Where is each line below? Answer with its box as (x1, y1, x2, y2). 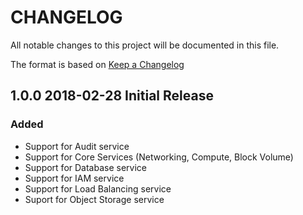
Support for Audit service (24, 140, 130, 152)
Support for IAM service (24, 172, 125, 184)
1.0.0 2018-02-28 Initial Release (10, 87, 214, 105)
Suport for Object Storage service (24, 193, 165, 205)
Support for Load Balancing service (24, 182, 172, 195)
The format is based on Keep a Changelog (10, 58, 185, 70)
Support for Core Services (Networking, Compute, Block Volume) (24, 151, 294, 163)
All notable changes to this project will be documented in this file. (10, 39, 280, 51)
